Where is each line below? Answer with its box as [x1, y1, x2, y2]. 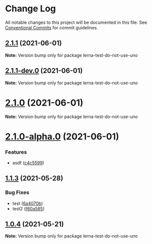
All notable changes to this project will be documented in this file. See [5, 19, 148, 25]
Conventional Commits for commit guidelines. [5, 24, 98, 30]
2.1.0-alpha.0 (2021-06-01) [5, 131, 119, 142]
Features [5, 148, 27, 155]
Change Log [5, 3, 56, 14]
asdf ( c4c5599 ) [12, 160, 45, 166]
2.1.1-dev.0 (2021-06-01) [5, 66, 83, 75]
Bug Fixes [5, 189, 30, 196]
